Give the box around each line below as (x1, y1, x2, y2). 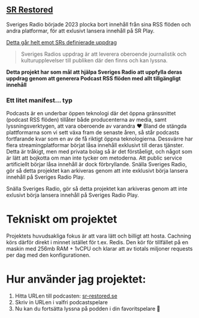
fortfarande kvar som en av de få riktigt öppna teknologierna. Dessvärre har (6, 135, 193, 143)
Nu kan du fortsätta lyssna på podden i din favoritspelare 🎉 (14, 305, 161, 312)
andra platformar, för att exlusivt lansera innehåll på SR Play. (6, 27, 155, 34)
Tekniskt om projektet (6, 212, 117, 226)
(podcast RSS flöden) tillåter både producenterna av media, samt (6, 116, 167, 124)
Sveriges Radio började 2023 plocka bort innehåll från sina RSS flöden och (6, 20, 191, 28)
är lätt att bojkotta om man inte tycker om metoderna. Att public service (6, 154, 183, 161)
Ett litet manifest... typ (6, 96, 73, 104)
